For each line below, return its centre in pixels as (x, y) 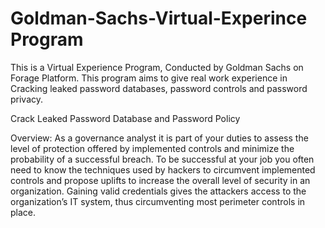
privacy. (27, 99)
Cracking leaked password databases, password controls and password (159, 88)
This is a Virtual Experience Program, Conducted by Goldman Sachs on (157, 67)
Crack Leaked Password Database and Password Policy (125, 118)
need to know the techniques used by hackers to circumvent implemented (163, 169)
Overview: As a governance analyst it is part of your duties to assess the (159, 138)
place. (23, 212)
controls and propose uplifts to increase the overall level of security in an (160, 180)
